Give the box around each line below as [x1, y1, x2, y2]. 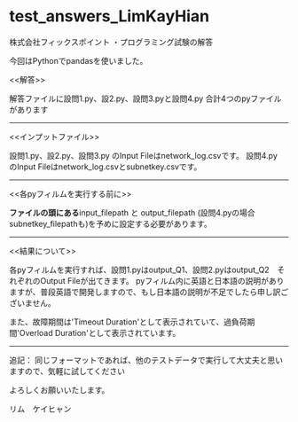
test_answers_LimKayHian [9, 6, 210, 27]
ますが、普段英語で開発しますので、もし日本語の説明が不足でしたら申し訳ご [9, 286, 289, 297]
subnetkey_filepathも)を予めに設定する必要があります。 [9, 218, 212, 229]
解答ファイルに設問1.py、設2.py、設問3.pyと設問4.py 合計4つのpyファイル [9, 93, 282, 104]
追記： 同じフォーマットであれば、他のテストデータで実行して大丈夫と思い [9, 355, 284, 365]
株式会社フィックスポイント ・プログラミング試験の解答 [9, 36, 214, 47]
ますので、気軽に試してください [9, 365, 126, 376]
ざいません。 [9, 297, 56, 308]
